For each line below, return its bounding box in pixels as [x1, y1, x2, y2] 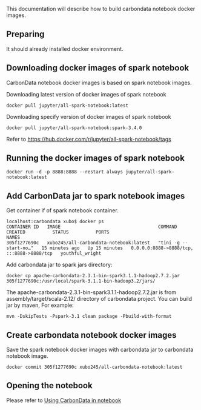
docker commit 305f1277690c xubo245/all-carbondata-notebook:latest [6, 364, 183, 371]
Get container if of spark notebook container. [6, 207, 119, 214]
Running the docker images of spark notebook [6, 153, 185, 163]
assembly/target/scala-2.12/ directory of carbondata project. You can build [6, 295, 193, 303]
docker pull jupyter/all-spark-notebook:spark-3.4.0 [6, 124, 142, 131]
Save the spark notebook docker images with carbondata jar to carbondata [6, 346, 194, 354]
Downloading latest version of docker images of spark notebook [6, 90, 166, 98]
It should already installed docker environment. [6, 45, 124, 52]
